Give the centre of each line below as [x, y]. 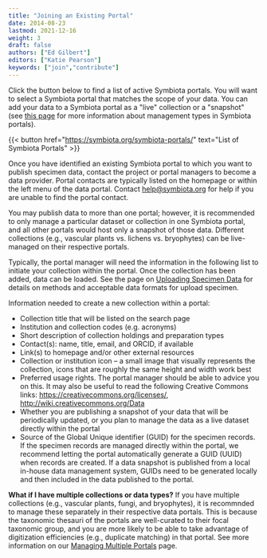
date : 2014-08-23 [37, 23]
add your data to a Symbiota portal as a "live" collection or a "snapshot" [126, 107]
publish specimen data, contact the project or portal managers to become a [132, 171]
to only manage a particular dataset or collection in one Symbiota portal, [127, 221]
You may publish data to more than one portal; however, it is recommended [132, 213]
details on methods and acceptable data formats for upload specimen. [124, 287]
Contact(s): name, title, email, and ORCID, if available [106, 344]
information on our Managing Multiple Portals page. [93, 545]
